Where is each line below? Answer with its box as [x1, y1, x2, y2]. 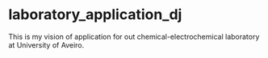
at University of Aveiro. [8, 40, 85, 49]
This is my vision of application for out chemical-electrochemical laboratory [8, 32, 260, 41]
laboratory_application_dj [8, 6, 182, 24]
